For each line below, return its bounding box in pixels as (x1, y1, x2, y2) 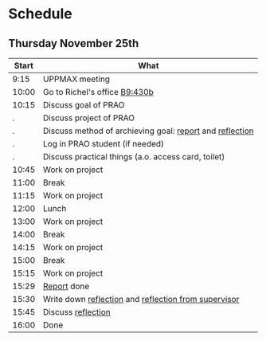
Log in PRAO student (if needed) (42, 139, 165, 149)
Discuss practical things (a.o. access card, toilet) (42, 151, 225, 162)
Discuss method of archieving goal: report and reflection (42, 125, 254, 136)
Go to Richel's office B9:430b (42, 87, 154, 97)
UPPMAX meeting (42, 73, 110, 84)
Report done (42, 280, 90, 292)
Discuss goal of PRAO (42, 100, 125, 110)
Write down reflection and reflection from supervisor (42, 294, 240, 304)
